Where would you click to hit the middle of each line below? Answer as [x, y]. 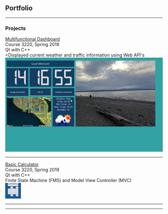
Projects [15, 28]
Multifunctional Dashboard [32, 39]
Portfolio [19, 8]
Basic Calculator [22, 164]
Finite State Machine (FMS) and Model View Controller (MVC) [68, 180]
